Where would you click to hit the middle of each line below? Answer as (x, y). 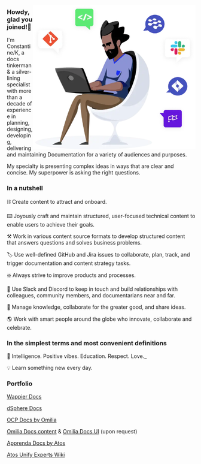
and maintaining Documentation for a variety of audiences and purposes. (97, 155)
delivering (19, 148)
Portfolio (20, 384)
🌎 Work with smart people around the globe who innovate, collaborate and (99, 319)
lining (13, 78)
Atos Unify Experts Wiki (36, 455)
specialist (19, 85)
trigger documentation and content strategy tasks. (69, 263)
